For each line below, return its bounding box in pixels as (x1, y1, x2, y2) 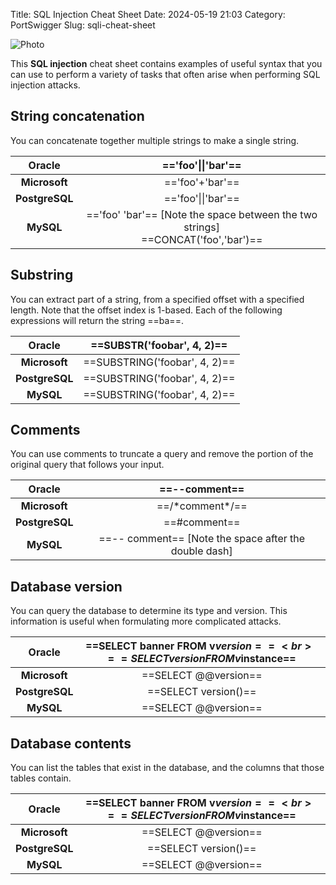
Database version (10, 578, 123, 595)
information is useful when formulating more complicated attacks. (10, 615, 282, 628)
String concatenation (10, 108, 145, 125)
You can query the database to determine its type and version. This (10, 605, 288, 617)
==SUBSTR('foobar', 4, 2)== (90, 338, 228, 352)
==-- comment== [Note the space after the (98, 532, 306, 546)
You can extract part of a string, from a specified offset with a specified (10, 293, 305, 305)
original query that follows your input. (10, 459, 165, 471)
